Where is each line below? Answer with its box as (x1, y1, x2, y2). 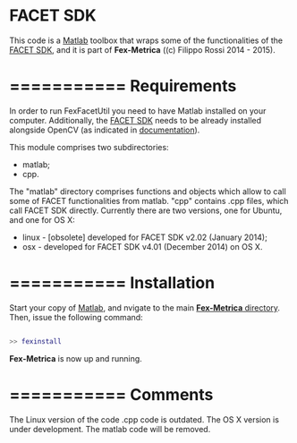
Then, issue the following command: (9, 311, 143, 322)
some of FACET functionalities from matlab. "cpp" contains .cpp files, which (9, 195, 289, 206)
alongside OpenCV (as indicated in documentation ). (9, 124, 200, 135)
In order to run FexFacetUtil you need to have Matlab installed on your (9, 105, 267, 116)
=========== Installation (9, 273, 216, 294)
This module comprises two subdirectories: (9, 141, 169, 152)
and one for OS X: (9, 214, 75, 225)
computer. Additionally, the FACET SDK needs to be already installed (9, 115, 262, 125)
